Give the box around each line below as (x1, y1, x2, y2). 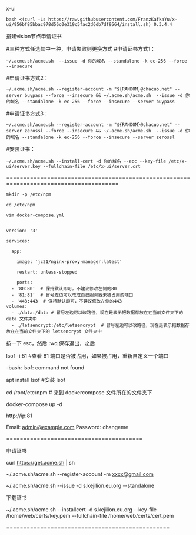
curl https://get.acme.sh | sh (6, 459, 75, 466)
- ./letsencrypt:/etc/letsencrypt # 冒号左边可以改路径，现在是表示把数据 (11, 322, 185, 328)
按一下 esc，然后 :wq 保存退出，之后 (6, 340, 95, 346)
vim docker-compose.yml (6, 212, 65, 218)
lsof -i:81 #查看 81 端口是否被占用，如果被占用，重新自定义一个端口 (6, 352, 169, 359)
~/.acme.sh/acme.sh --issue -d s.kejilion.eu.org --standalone (6, 482, 155, 489)
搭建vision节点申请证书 (6, 33, 62, 40)
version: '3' (6, 228, 38, 234)
